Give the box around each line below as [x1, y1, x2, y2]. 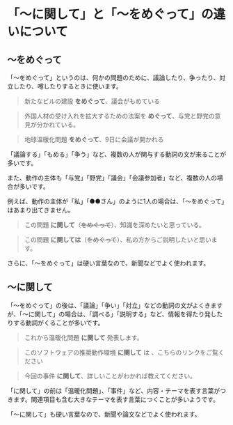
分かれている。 [36, 121, 80, 129]
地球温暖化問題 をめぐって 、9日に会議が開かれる [24, 135, 164, 144]
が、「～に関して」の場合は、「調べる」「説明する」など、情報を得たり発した [7, 309, 223, 318]
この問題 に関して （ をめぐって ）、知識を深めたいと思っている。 [24, 221, 205, 229]
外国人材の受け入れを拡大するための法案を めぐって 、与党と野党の [24, 112, 216, 120]
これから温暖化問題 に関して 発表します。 [24, 333, 143, 341]
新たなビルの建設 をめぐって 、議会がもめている [24, 97, 161, 105]
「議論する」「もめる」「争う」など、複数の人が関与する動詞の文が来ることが [7, 150, 227, 158]
